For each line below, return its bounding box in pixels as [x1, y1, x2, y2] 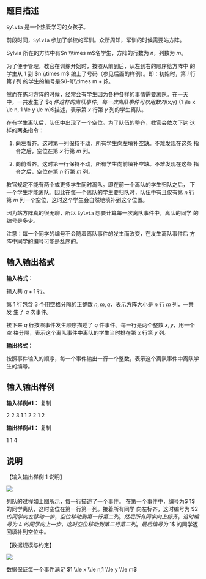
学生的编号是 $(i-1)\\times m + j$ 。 [28, 77, 114, 84]
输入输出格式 [6, 257, 55, 267]
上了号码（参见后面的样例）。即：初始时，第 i [76, 70, 189, 77]
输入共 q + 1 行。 [6, 287, 48, 295]
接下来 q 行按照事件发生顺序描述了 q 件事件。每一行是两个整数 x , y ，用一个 [6, 321, 195, 329]
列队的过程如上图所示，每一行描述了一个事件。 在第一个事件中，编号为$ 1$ [6, 498, 196, 505]
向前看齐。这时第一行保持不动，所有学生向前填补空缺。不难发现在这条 [15, 160, 193, 167]
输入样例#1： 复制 [6, 400, 52, 407]
